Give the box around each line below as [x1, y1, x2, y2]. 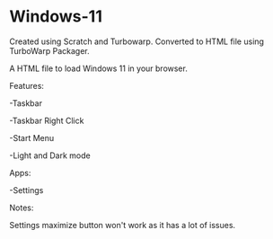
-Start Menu [9, 132, 55, 143]
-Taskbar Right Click [9, 115, 84, 126]
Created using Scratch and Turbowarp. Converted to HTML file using [9, 36, 265, 47]
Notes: [9, 202, 34, 213]
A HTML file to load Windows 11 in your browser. [9, 63, 189, 74]
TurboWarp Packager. [9, 45, 90, 56]
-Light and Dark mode [9, 150, 92, 161]
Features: [9, 80, 45, 91]
